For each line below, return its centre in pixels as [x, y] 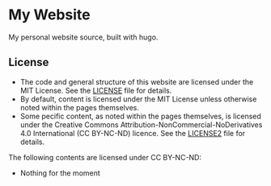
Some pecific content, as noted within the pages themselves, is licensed [140, 116]
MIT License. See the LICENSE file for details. [96, 90]
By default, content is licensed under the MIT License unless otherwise [138, 99]
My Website [49, 15]
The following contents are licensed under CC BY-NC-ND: [105, 157]
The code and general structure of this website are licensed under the [137, 81]
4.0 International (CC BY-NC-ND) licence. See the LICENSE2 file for [133, 133]
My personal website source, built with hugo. [83, 37]
